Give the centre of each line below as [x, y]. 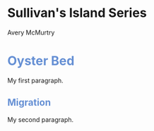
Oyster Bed [41, 61]
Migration [29, 102]
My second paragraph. [41, 119]
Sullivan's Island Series [77, 13]
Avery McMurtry [31, 32]
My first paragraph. [35, 80]
